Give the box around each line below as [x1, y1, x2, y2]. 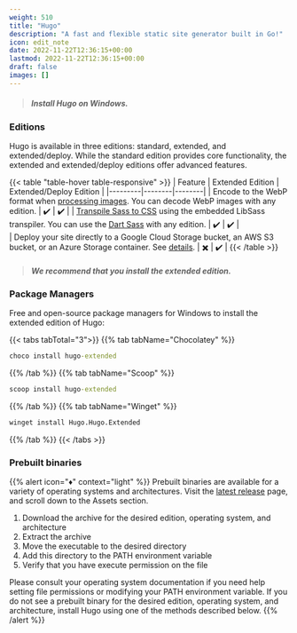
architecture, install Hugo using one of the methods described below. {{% [9, 605, 278, 616]
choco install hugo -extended [9, 352, 117, 360]
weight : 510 [9, 12, 53, 22]
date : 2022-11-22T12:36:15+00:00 [9, 46, 133, 55]
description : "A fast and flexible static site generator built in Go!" [9, 29, 284, 38]
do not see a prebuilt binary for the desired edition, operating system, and [9, 596, 279, 606]
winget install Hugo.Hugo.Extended [9, 418, 141, 427]
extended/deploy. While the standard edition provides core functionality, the [9, 150, 287, 161]
